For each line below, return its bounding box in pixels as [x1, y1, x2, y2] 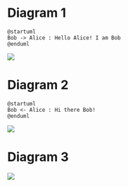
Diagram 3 [7, 149, 69, 165]
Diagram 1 [7, 5, 67, 21]
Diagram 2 [7, 77, 69, 93]
